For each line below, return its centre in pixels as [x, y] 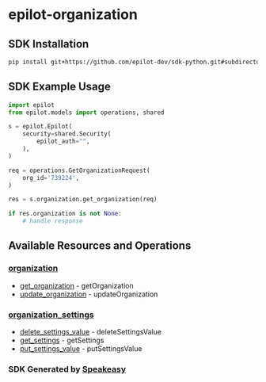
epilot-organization [73, 15]
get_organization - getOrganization [77, 285]
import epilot [32, 105]
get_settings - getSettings [62, 340]
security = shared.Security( [67, 134]
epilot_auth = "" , [63, 141]
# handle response [53, 221]
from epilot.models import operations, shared [86, 113]
